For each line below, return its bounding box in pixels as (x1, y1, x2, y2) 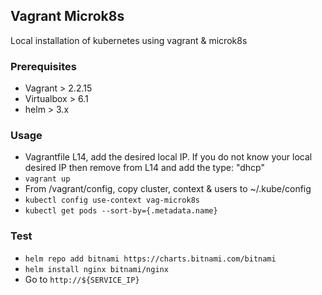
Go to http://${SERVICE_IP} (24, 273, 140, 285)
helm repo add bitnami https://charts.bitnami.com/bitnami (24, 254, 277, 264)
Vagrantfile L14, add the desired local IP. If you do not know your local (24, 151, 313, 163)
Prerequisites (10, 59, 77, 73)
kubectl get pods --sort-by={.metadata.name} (24, 206, 218, 216)
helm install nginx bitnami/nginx (24, 264, 169, 274)
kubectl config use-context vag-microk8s (24, 195, 200, 206)
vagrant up (24, 174, 71, 184)
